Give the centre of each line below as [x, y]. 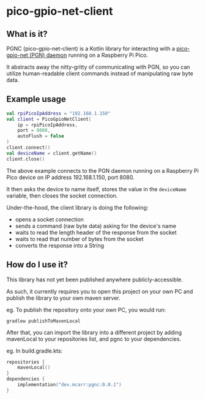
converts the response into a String [60, 245]
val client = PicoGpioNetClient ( [49, 119]
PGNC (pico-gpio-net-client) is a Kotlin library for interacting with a [91, 48]
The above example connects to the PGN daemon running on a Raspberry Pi [102, 170]
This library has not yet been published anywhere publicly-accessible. [95, 279]
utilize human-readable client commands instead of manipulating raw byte [100, 74]
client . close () [26, 159]
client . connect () [28, 148]
